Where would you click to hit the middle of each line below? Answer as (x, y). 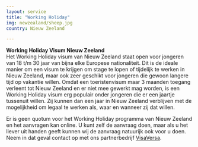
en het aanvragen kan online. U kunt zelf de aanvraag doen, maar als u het (97, 125)
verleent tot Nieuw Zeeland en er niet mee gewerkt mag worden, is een (93, 88)
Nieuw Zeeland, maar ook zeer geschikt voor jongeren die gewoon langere (97, 76)
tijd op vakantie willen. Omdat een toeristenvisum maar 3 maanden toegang (98, 82)
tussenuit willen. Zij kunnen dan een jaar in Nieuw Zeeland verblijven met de (99, 101)
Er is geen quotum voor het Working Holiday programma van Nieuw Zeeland (99, 119)
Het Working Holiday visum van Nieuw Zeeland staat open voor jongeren (95, 57)
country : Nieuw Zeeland (36, 28)
